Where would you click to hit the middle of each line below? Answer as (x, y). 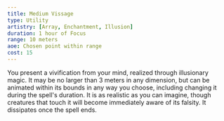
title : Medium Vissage (40, 14)
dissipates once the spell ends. (52, 110)
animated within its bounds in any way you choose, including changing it (112, 87)
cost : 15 (20, 53)
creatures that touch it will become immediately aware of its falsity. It (107, 102)
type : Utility (28, 20)
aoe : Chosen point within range (54, 46)
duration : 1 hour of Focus (47, 33)
